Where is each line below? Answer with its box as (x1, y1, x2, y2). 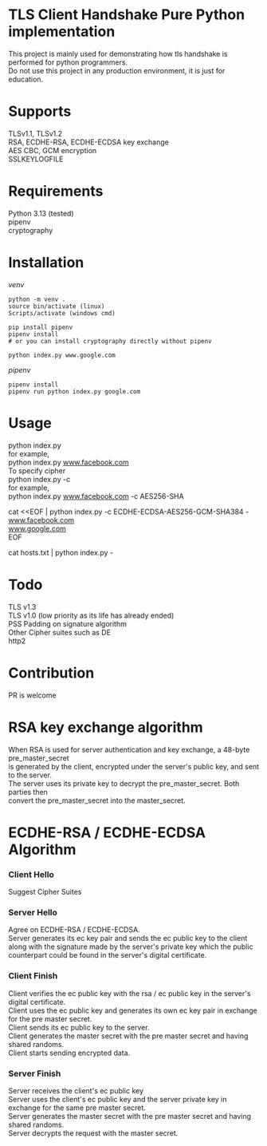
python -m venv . (8, 295, 66, 303)
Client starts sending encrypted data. (8, 1048, 131, 1057)
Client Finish (8, 970, 58, 982)
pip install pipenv (8, 323, 73, 331)
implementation (8, 22, 116, 41)
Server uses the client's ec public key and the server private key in (8, 1094, 227, 1104)
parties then (8, 787, 48, 796)
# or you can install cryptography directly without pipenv (8, 337, 213, 345)
